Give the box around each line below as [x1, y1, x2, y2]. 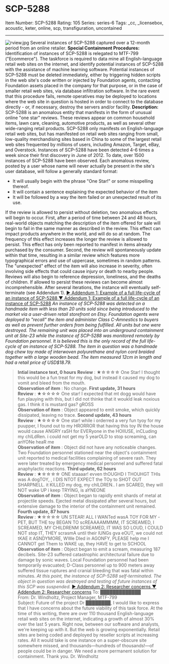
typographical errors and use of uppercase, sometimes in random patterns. [5, 257, 161, 263]
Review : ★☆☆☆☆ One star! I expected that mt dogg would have [17, 391, 156, 397]
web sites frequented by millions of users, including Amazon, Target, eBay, [5, 141, 160, 147]
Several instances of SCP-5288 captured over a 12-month [30, 39, 150, 45]
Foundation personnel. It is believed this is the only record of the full [5, 338, 146, 344]
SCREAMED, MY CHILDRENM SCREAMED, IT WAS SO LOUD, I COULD [17, 524, 163, 530]
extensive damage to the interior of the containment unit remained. [17, 503, 156, 509]
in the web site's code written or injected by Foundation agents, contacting [5, 77, 160, 83]
